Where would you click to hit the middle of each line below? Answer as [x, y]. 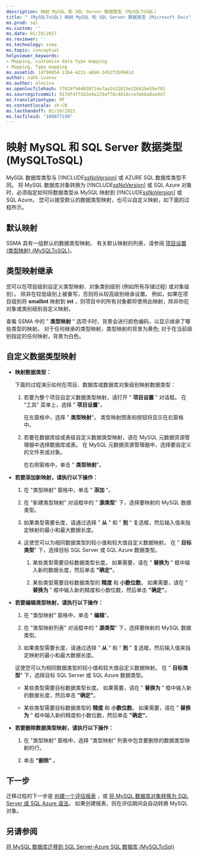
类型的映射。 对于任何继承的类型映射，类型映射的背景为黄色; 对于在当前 [99, 328]
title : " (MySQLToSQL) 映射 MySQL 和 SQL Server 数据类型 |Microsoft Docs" [99, 17]
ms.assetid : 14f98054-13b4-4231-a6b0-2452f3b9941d [70, 72]
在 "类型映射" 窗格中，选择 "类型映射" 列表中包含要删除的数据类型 [104, 740]
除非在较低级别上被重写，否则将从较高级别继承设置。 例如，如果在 [102, 293]
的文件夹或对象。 [44, 452]
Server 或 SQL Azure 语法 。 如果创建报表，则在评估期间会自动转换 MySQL [97, 803]
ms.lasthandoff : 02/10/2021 [41, 111]
